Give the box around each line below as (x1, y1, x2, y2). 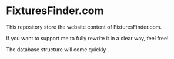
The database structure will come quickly (6, 46, 106, 53)
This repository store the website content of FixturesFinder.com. (6, 23, 162, 30)
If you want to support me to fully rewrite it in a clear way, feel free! (6, 34, 169, 41)
